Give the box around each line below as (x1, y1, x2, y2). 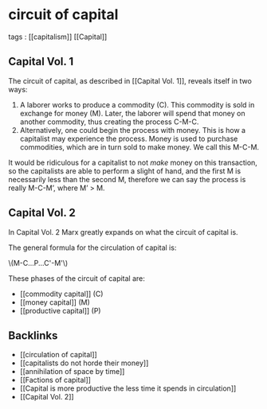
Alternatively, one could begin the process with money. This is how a (19, 125, 245, 134)
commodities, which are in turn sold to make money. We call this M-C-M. (19, 142, 260, 152)
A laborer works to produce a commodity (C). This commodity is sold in (19, 99, 255, 109)
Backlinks (8, 329, 58, 342)
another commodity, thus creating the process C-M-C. (19, 117, 199, 127)
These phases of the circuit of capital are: (8, 273, 146, 283)
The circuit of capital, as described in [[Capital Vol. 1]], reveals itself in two (8, 76, 253, 85)
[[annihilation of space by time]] (19, 367, 125, 376)
